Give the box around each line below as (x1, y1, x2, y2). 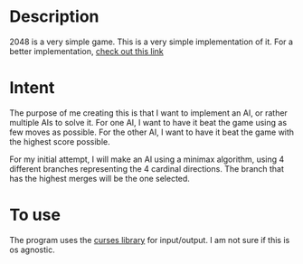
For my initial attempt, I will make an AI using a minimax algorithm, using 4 (9, 154, 285, 165)
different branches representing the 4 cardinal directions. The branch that (9, 163, 285, 174)
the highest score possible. (9, 136, 110, 146)
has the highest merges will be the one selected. (9, 173, 190, 184)
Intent (9, 78, 55, 99)
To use (9, 205, 62, 225)
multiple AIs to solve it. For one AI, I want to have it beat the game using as (9, 117, 288, 127)
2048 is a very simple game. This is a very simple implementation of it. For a (9, 36, 294, 47)
